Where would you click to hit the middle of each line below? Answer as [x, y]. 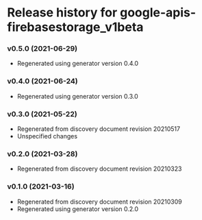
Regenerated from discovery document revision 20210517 [98, 129]
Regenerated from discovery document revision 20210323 [99, 169]
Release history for [62, 13]
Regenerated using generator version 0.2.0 [78, 209]
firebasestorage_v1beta [75, 27]
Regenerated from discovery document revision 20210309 [100, 201]
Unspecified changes [47, 136]
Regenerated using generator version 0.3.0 [77, 96]
